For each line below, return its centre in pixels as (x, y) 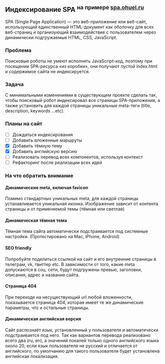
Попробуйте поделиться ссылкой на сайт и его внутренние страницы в (81, 259)
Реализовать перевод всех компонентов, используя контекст (78, 157)
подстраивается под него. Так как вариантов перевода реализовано (78, 335)
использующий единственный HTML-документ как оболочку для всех (80, 27)
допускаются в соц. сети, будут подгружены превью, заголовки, (74, 269)
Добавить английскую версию (45, 151)
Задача (14, 85)
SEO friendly (19, 248)
